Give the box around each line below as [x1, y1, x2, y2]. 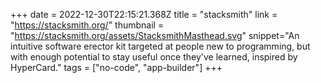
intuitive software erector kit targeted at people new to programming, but [10, 40, 311, 52]
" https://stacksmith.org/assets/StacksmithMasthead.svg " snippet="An [10, 30, 300, 41]
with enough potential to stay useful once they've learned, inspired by [10, 51, 298, 63]
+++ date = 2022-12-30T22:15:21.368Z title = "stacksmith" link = [10, 9, 278, 20]
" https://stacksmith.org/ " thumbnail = [10, 19, 165, 31]
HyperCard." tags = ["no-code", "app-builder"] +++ [10, 62, 223, 73]
